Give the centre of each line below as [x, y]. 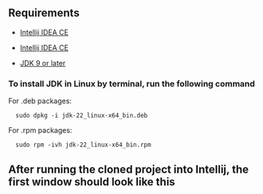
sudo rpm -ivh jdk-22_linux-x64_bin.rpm [83, 145]
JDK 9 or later [43, 63]
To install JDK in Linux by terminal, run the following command [131, 83]
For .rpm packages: [40, 130]
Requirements [44, 13]
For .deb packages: [40, 101]
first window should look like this [92, 182]
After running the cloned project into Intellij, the [129, 169]
